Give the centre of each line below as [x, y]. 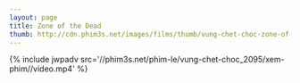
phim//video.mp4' [42, 69]
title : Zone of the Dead [55, 26]
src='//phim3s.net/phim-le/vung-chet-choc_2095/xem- [182, 60]
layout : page [33, 17]
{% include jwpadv [44, 60]
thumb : [21, 34]
